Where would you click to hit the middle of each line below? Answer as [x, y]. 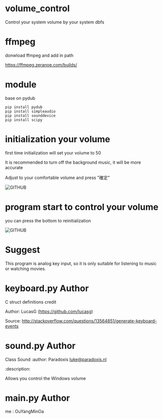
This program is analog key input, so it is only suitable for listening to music [81, 263]
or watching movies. [26, 268]
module [21, 85]
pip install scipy [24, 120]
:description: [18, 369]
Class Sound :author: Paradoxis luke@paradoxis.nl [56, 359]
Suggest [23, 250]
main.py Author [37, 398]
